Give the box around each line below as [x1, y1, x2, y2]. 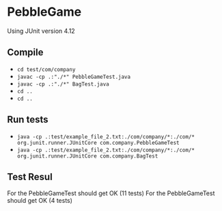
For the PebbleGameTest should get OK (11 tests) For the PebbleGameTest [7, 189, 215, 197]
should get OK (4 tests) [7, 197, 73, 205]
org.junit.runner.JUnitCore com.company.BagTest [16, 152, 158, 160]
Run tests [7, 114, 48, 125]
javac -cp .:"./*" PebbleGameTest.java [16, 73, 131, 80]
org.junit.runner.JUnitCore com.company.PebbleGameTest [16, 139, 180, 146]
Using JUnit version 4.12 [7, 27, 75, 35]
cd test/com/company [16, 66, 76, 73]
